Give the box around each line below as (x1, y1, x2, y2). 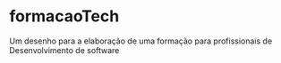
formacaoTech (9, 6, 120, 27)
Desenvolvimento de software (9, 44, 120, 55)
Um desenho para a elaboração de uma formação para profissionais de (9, 35, 273, 46)
